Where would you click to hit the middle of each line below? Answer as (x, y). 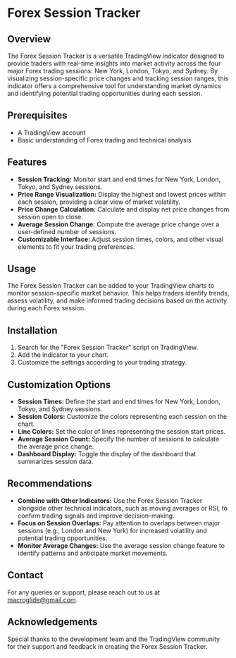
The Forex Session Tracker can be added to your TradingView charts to (111, 286)
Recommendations (50, 483)
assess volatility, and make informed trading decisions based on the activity (117, 300)
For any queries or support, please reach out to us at (84, 592)
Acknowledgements (52, 622)
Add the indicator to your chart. (63, 355)
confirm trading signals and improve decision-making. (96, 516)
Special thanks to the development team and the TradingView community (114, 639)
